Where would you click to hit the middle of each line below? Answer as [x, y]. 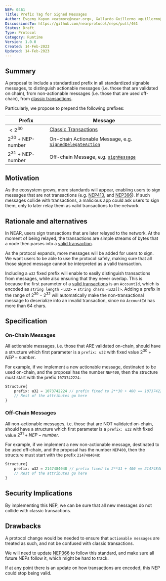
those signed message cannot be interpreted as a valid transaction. [74, 264]
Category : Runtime [24, 38]
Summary [21, 71]
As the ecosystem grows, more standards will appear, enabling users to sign [83, 190]
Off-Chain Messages [31, 413]
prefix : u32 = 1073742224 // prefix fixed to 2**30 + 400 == [78, 391]
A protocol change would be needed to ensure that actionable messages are [82, 538]
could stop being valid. [28, 573]
